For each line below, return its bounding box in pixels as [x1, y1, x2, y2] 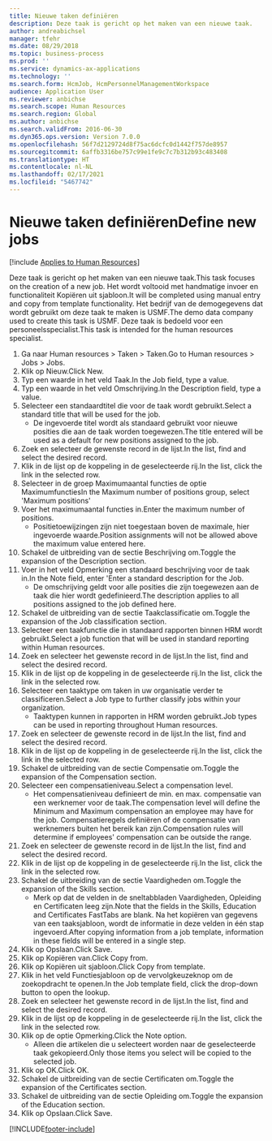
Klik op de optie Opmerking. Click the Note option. [20, 1031, 188, 1040]
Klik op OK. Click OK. [20, 1065, 89, 1074]
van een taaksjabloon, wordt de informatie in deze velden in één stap [32, 918, 265, 928]
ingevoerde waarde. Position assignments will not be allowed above [32, 529, 258, 540]
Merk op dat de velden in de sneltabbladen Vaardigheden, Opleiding [32, 892, 262, 902]
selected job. [32, 1057, 77, 1066]
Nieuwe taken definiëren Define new [9, 213, 257, 231]
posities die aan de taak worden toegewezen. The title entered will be [32, 426, 263, 436]
